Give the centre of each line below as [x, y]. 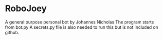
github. [12, 32]
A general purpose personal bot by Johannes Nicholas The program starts [80, 22]
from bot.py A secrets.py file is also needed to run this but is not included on [82, 27]
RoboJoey [26, 9]
